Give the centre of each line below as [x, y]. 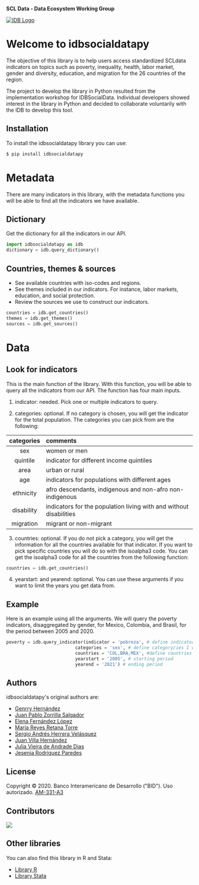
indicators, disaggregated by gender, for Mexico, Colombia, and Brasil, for [96, 625]
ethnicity [25, 493]
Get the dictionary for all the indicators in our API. [66, 234]
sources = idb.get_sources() [42, 324]
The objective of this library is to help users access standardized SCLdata [96, 60]
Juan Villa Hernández [41, 740]
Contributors [31, 811]
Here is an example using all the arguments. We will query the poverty [92, 619]
